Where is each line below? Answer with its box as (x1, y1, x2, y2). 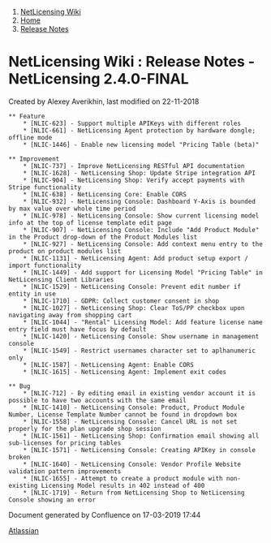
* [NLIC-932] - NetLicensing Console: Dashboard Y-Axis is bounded (23, 197, 256, 205)
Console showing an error (8, 495, 96, 504)
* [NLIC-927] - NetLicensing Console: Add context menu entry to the (23, 239, 264, 248)
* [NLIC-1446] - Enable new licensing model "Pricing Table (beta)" (23, 140, 260, 149)
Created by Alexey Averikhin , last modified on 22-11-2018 (8, 97, 200, 106)
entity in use (8, 290, 57, 298)
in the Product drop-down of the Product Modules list (8, 233, 198, 241)
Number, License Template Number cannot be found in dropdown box (8, 410, 238, 419)
